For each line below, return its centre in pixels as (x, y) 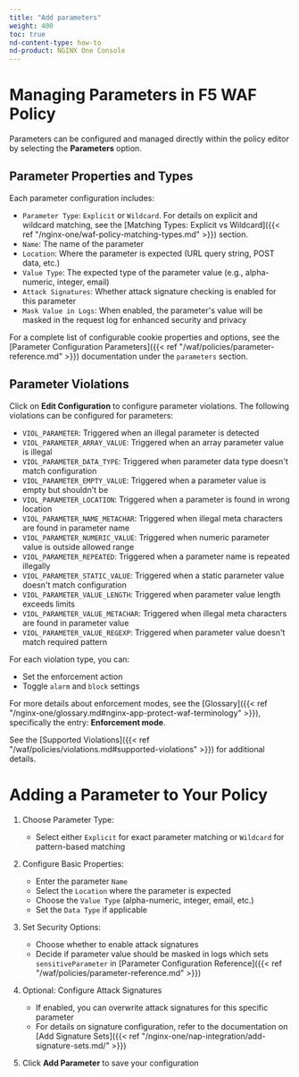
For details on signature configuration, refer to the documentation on (162, 1026)
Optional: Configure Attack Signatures (92, 990)
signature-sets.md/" (72, 1045)
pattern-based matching (80, 846)
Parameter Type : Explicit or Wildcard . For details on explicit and (140, 215)
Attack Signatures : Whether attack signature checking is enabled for (149, 291)
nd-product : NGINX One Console (67, 51)
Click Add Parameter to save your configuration (110, 1063)
